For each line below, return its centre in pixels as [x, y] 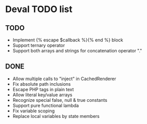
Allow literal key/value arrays [42, 95]
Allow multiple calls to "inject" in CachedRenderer [64, 79]
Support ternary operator [39, 45]
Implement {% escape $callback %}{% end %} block [68, 40]
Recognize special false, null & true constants [60, 100]
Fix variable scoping [34, 111]
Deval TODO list [39, 9]
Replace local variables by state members [56, 116]
